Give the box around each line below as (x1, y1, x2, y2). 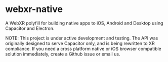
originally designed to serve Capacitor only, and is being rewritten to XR (5, 40, 155, 46)
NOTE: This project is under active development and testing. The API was (5, 35, 158, 41)
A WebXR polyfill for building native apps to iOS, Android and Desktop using (5, 20, 163, 26)
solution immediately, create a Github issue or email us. (5, 51, 120, 57)
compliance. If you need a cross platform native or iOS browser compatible (5, 45, 162, 51)
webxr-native (5, 3, 63, 15)
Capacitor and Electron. (5, 25, 55, 31)
